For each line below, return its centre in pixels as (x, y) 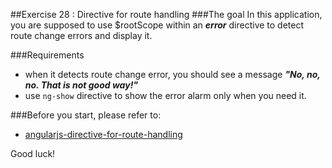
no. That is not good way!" (81, 85)
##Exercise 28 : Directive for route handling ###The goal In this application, (166, 14)
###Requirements (47, 55)
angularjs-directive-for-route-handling (103, 134)
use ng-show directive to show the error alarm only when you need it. (165, 95)
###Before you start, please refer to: (86, 115)
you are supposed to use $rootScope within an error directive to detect (157, 25)
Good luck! (33, 153)
